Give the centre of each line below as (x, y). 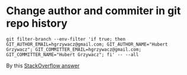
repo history (37, 23)
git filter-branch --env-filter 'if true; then (66, 39)
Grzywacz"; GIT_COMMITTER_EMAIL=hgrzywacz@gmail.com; (74, 49)
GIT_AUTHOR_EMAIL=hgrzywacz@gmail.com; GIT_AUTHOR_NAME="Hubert (87, 44)
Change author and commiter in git (93, 11)
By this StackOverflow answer (43, 66)
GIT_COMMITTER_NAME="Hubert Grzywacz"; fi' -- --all (72, 54)
